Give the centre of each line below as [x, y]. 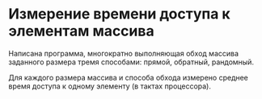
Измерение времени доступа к [119, 14]
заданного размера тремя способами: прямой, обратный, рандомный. [131, 62]
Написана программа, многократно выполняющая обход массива [124, 53]
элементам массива [82, 31]
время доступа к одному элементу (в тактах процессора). [110, 86]
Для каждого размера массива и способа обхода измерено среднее [129, 77]
